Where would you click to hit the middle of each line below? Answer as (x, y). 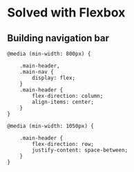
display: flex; (54, 78)
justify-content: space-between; (80, 150)
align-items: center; (63, 102)
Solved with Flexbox (66, 13)
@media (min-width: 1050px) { (51, 126)
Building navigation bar (58, 38)
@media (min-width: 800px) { (49, 54)
